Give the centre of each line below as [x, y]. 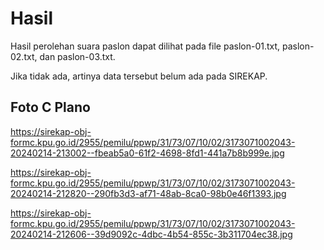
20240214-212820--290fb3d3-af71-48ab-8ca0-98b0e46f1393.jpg [148, 193]
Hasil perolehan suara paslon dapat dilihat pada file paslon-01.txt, [145, 46]
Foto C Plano [50, 107]
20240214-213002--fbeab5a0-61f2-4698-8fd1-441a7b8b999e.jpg [147, 153]
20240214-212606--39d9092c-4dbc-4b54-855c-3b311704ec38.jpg [151, 234]
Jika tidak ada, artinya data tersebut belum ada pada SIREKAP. [139, 76]
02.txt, [24, 56]
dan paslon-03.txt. [77, 56]
